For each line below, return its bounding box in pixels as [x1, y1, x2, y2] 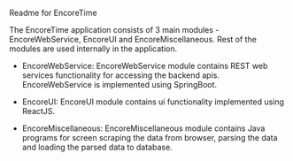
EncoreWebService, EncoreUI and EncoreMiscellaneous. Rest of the [9, 34, 257, 44]
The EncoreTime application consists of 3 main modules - [9, 25, 220, 34]
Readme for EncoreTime [9, 8, 97, 18]
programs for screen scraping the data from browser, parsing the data [21, 133, 278, 142]
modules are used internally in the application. [9, 43, 178, 54]
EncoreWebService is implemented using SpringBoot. [21, 80, 218, 89]
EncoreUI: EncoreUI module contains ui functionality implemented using [21, 96, 285, 107]
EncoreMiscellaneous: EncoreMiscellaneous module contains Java [21, 123, 266, 134]
